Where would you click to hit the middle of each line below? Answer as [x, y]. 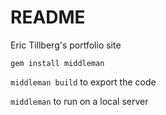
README [48, 17]
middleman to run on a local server [79, 101]
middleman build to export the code [83, 82]
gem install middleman [57, 63]
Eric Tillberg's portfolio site [66, 45]
